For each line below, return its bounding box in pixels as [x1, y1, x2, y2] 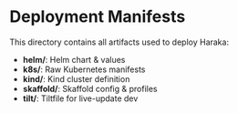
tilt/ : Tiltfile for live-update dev [22, 93, 139, 104]
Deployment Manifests [9, 6, 186, 27]
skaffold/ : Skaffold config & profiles [22, 83, 158, 94]
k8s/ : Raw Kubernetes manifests [22, 64, 146, 75]
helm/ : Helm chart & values [22, 54, 126, 65]
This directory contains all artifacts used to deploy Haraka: [9, 36, 230, 47]
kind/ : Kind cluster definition [22, 73, 130, 84]
